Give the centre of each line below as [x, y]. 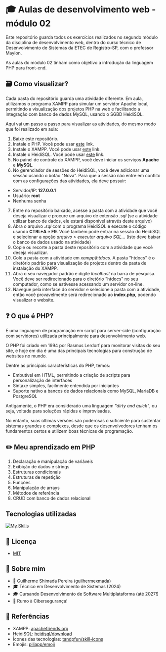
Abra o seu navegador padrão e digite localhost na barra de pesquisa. [84, 273]
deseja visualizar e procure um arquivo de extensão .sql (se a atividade [85, 215]
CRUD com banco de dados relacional [52, 499]
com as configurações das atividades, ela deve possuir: [69, 181]
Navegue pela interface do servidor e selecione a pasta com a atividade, [86, 289]
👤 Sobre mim [26, 569]
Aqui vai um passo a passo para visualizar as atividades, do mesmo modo [81, 124]
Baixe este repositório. [36, 139]
